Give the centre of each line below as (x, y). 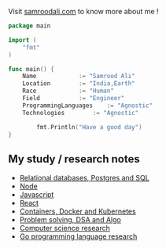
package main (30, 26)
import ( (22, 40)
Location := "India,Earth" (79, 84)
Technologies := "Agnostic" (81, 113)
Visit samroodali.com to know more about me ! (83, 11)
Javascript (37, 195)
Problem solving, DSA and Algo (70, 220)
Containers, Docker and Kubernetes (77, 211)
